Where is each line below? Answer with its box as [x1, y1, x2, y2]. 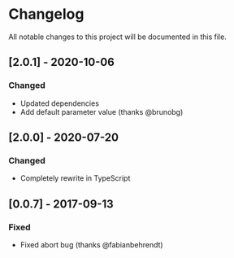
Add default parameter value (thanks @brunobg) [19, 107, 184, 116]
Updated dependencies [19, 98, 100, 108]
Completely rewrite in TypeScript [19, 173, 131, 183]
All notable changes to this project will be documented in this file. [8, 32, 227, 42]
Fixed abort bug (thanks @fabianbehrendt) [19, 240, 164, 249]
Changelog [8, 5, 84, 24]
